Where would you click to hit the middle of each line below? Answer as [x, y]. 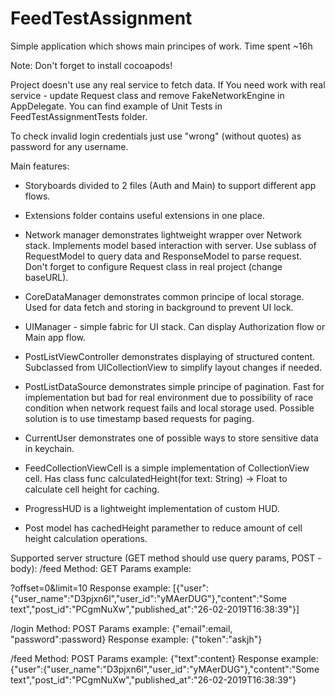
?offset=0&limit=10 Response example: [90, 588]
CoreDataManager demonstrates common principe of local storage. [164, 296]
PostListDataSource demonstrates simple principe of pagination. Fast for [174, 386]
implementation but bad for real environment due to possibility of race [169, 397]
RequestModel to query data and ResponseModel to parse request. [163, 256]
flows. [37, 196]
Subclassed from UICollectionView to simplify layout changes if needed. [173, 367]
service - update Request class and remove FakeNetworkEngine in [147, 95]
